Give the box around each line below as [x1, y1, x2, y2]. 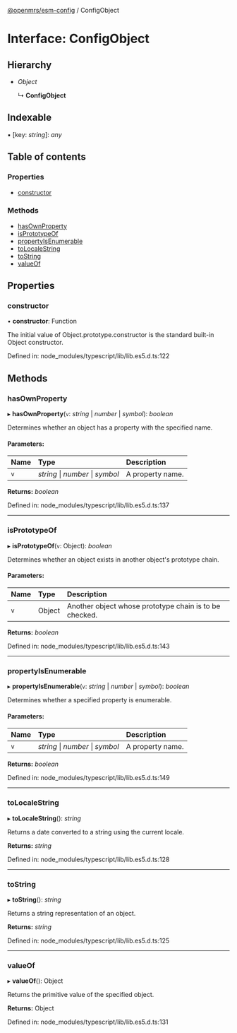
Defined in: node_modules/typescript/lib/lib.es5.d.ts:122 [7, 352, 170, 360]
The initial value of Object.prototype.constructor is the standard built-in [7, 331, 214, 339]
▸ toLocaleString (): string [7, 814, 81, 822]
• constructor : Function [7, 317, 78, 326]
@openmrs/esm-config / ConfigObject [7, 6, 120, 14]
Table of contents [7, 151, 86, 163]
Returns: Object [7, 1004, 54, 1013]
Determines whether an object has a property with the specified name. [7, 423, 213, 432]
